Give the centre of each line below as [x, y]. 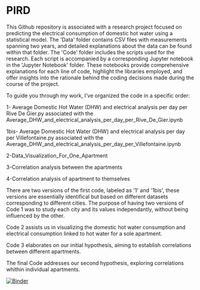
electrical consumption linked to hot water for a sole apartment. [84, 233]
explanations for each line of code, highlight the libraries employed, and [94, 71]
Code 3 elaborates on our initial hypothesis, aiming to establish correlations [99, 245]
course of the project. [33, 84]
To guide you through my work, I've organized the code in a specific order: [98, 95]
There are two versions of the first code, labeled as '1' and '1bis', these [93, 190]
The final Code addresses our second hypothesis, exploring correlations [95, 263]
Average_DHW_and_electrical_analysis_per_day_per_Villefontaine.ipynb [93, 144]
